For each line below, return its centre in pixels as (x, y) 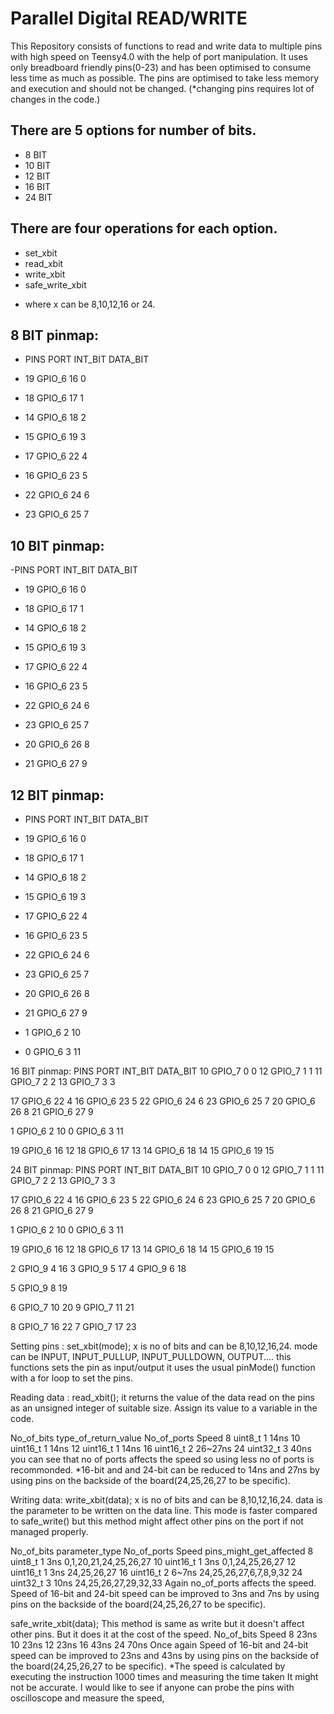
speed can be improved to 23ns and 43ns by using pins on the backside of (165, 1655)
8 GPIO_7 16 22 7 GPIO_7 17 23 (73, 1326)
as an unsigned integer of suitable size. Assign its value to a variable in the (164, 1408)
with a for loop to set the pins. (71, 1378)
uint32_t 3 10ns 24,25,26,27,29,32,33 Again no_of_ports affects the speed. (163, 1583)
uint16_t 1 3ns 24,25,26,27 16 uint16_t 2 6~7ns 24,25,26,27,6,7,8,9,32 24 (156, 1572)
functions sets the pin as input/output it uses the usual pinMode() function (163, 1367)
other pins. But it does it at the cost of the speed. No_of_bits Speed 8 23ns (164, 1634)
